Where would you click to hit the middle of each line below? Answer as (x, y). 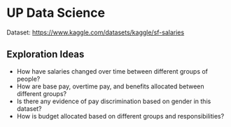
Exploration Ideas (45, 54)
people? (28, 79)
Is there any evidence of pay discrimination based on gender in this (114, 101)
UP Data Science (56, 13)
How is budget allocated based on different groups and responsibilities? (120, 116)
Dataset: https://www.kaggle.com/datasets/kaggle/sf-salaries (96, 32)
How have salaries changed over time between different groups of (112, 71)
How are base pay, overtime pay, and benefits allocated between (110, 86)
